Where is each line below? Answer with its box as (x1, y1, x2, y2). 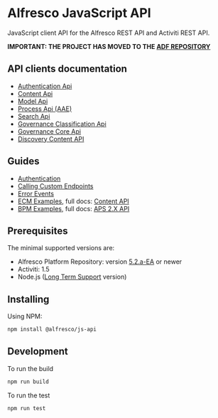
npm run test (7, 404, 46, 412)
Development (7, 345, 69, 358)
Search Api (17, 112, 50, 120)
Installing (7, 293, 50, 305)
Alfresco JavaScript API (7, 5, 151, 21)
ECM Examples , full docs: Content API (17, 197, 129, 205)
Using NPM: (7, 312, 43, 321)
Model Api (17, 97, 48, 105)
